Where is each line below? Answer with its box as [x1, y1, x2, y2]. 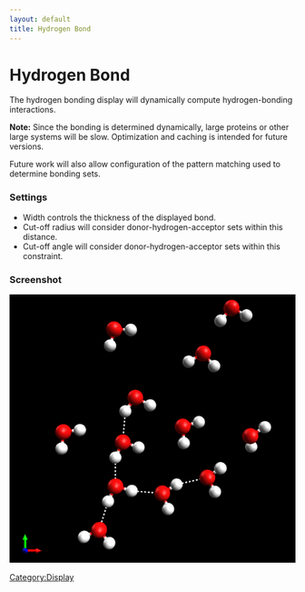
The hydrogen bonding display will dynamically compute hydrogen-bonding [9, 95, 293, 105]
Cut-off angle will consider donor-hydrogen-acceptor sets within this [22, 241, 281, 252]
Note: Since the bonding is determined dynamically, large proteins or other [9, 122, 290, 133]
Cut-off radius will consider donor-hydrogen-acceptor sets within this [22, 221, 283, 232]
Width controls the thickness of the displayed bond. [22, 212, 216, 223]
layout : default [9, 15, 71, 24]
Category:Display [9, 572, 74, 583]
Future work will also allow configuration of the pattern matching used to [9, 159, 281, 170]
